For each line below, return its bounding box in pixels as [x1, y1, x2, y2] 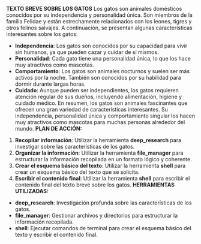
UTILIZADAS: [14, 188, 49, 194]
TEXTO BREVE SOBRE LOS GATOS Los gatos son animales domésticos [6, 5, 182, 12]
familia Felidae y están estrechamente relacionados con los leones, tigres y [6, 18, 192, 25]
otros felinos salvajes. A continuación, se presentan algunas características [6, 24, 193, 31]
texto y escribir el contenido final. [14, 231, 98, 238]
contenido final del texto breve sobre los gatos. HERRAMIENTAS [14, 181, 175, 188]
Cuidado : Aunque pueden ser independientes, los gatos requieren [14, 87, 179, 94]
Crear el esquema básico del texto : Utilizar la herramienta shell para [14, 162, 186, 169]
